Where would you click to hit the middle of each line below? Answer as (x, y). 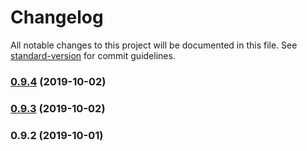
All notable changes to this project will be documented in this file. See (154, 45)
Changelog (57, 17)
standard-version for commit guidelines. (93, 55)
